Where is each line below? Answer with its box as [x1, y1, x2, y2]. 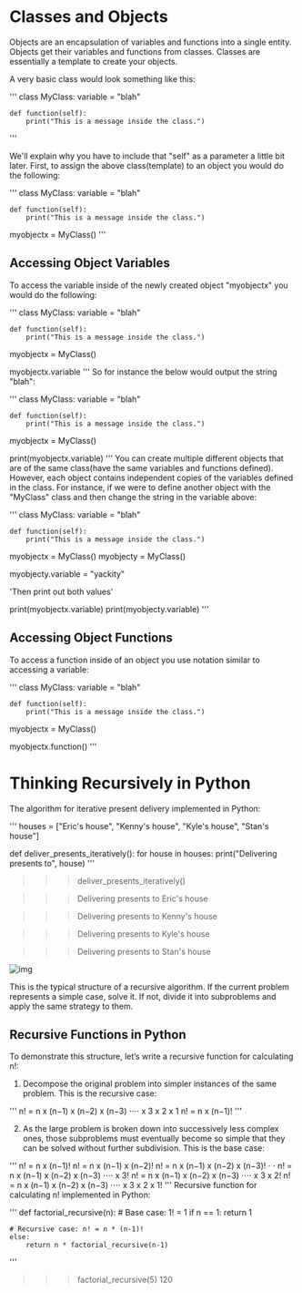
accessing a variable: [9, 663, 89, 675]
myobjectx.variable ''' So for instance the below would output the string [9, 366, 277, 377]
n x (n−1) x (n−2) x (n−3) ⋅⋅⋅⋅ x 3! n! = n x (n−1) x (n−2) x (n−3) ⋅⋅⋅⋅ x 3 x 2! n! [9, 1170, 291, 1181]
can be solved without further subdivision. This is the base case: [22, 1143, 266, 1154]
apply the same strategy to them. [9, 1001, 134, 1011]
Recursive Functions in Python [9, 1027, 186, 1042]
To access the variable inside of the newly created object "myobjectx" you [9, 280, 288, 291]
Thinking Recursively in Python [9, 773, 251, 794]
